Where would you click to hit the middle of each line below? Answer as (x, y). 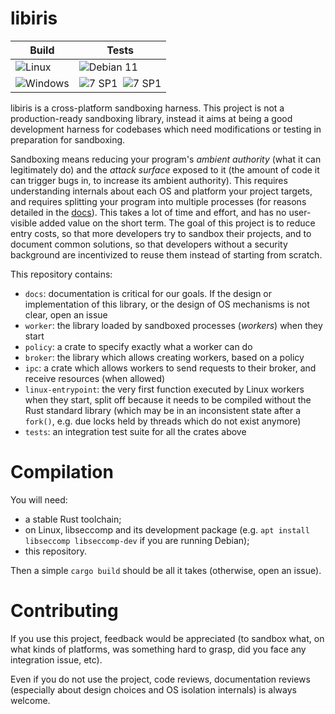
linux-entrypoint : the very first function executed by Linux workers (164, 389)
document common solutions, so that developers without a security (149, 244)
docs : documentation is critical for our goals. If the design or (148, 293)
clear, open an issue (66, 314)
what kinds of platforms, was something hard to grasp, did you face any (158, 649)
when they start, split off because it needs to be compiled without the (168, 399)
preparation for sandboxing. (68, 139)
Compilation (62, 472)
